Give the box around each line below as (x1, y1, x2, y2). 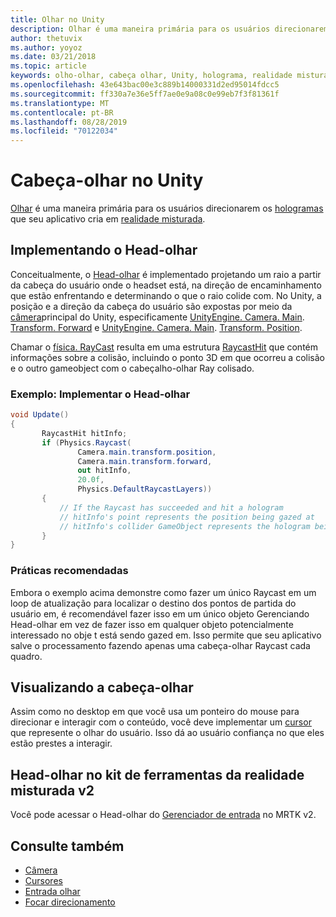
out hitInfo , (77, 466, 132, 476)
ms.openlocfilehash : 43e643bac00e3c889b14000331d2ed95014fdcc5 (10, 80, 280, 90)
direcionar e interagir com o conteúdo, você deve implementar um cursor (10, 716, 312, 728)
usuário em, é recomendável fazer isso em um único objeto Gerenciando (10, 607, 310, 620)
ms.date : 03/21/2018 (10, 52, 97, 62)
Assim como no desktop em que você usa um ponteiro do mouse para (10, 706, 300, 718)
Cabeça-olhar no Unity (10, 169, 204, 192)
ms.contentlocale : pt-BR (10, 107, 114, 118)
